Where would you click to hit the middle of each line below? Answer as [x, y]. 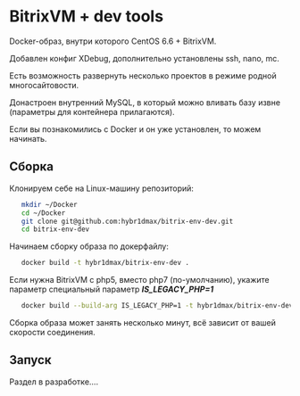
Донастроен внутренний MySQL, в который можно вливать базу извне [145, 102]
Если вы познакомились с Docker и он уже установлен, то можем [135, 129]
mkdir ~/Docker [49, 204]
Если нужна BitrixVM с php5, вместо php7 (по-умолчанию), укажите [139, 280]
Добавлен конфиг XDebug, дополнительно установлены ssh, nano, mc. [144, 58]
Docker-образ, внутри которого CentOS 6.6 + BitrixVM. [113, 41]
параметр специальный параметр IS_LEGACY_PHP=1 [112, 289]
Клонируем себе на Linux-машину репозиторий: [102, 188]
